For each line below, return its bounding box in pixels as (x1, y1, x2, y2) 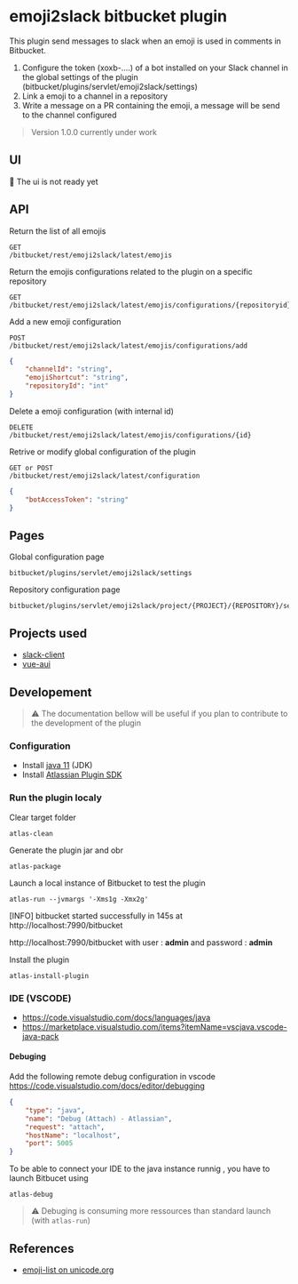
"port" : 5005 (25, 1139, 74, 1148)
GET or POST (9, 463, 53, 472)
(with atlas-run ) (30, 1216, 91, 1226)
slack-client (21, 649, 65, 660)
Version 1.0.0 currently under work (30, 126, 158, 137)
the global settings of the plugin (21, 71, 139, 82)
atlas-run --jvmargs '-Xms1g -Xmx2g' (9, 895, 149, 903)
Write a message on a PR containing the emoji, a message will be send (21, 100, 281, 110)
